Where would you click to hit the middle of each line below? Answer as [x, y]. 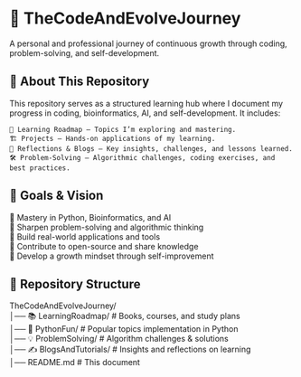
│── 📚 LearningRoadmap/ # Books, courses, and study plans [125, 316]
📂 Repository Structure [75, 284]
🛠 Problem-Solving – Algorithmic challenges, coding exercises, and [142, 157]
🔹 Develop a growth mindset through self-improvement [112, 256]
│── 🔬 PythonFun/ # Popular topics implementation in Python [124, 329]
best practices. [40, 168]
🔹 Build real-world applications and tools [85, 236]
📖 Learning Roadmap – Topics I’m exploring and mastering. [123, 129]
